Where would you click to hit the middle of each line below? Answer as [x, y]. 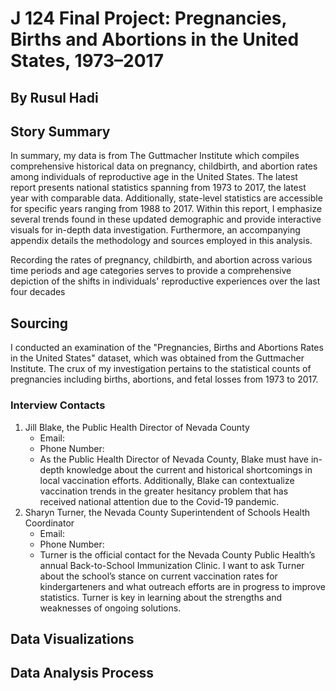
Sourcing [39, 323]
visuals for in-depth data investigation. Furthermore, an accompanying [155, 230]
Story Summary [60, 131]
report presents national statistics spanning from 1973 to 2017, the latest [158, 188]
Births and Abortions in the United [155, 39]
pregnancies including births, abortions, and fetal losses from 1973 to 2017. [164, 379]
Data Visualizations [72, 638]
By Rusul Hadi [54, 97]
